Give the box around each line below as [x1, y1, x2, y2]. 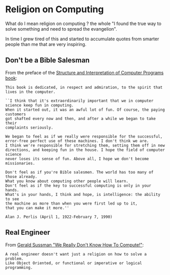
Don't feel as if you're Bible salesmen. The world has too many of [5, 169, 154, 174]
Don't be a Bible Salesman [5, 56, 90, 65]
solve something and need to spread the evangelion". [5, 26, 117, 32]
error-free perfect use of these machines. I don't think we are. [5, 138, 149, 143]
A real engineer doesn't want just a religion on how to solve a [5, 252, 147, 257]
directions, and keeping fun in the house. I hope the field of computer [5, 147, 165, 153]
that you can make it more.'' [5, 205, 70, 210]
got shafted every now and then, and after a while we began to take [5, 116, 156, 121]
